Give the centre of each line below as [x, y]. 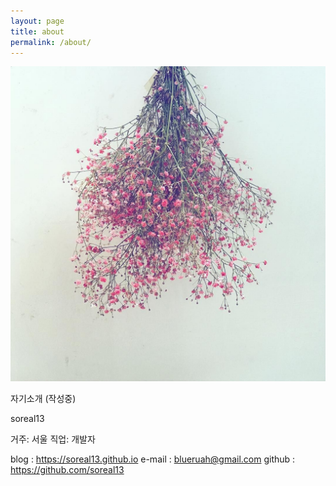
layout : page [37, 21]
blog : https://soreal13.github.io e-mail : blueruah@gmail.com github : [153, 459]
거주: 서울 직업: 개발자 [53, 439]
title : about [37, 31]
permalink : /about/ [51, 42]
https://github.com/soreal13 [67, 470]
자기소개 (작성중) [43, 399]
